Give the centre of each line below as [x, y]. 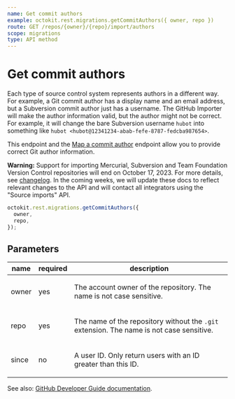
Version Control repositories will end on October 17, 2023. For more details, [115, 173]
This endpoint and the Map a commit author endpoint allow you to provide [114, 145]
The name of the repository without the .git [146, 321]
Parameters [33, 249]
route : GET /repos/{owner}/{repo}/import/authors [81, 27]
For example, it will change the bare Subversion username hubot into [106, 124]
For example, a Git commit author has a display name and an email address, [116, 101]
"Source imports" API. [39, 195]
